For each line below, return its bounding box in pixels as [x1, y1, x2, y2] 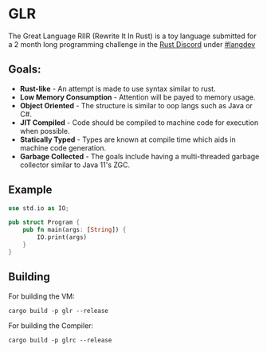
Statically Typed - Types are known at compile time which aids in [19, 135, 237, 144]
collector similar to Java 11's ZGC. [19, 160, 131, 170]
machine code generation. [19, 143, 107, 152]
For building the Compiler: [8, 320, 94, 330]
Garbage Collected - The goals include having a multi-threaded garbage [19, 151, 260, 161]
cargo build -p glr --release [8, 307, 109, 315]
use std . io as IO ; [8, 204, 69, 212]
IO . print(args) [37, 233, 88, 241]
